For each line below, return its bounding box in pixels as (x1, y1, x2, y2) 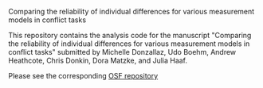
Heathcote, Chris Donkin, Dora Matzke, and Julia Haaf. (8, 55, 188, 65)
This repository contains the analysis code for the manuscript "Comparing (8, 31, 252, 40)
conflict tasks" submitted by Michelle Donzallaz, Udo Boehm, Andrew (8, 48, 237, 56)
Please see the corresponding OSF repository (8, 71, 159, 80)
